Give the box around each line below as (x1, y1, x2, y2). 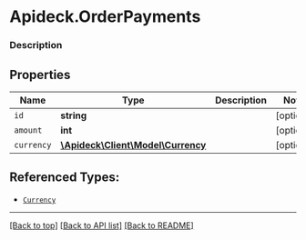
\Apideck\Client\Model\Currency (60, 138, 207, 151)
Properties (9, 66, 71, 83)
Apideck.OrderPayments (9, 6, 201, 27)
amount (14, 125, 43, 135)
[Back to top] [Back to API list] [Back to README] (9, 220, 194, 231)
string (60, 109, 87, 122)
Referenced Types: (9, 170, 120, 185)
